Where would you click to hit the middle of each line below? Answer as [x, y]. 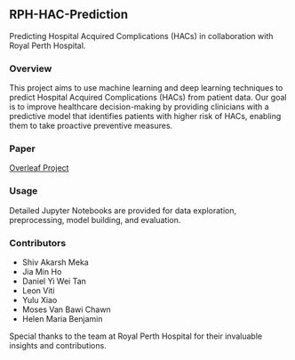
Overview [31, 68]
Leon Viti [38, 291]
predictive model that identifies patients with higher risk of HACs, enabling [145, 116]
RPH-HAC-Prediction [69, 15]
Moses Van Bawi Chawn [66, 309]
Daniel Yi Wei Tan [54, 281]
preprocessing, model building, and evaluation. [95, 220]
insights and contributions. [58, 345]
